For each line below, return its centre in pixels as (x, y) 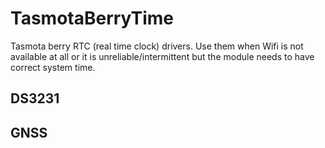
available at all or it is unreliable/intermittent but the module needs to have (162, 56)
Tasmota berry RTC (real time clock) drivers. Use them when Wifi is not (157, 46)
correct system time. (53, 67)
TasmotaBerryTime (92, 18)
